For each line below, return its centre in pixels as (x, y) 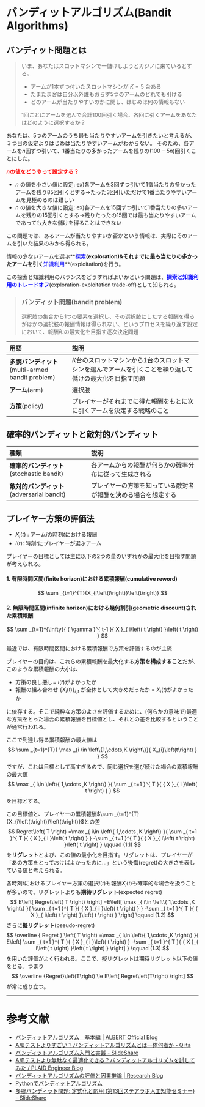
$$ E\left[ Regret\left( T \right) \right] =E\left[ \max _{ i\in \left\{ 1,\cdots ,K (103, 902)
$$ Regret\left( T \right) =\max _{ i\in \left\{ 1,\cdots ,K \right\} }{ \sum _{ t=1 (103, 831)
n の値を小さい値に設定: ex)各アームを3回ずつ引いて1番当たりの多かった (106, 184)
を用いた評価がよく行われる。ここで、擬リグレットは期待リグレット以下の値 (102, 958)
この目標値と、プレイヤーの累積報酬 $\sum (59, 814)
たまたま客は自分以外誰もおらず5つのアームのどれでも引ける (106, 94)
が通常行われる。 (28, 726)
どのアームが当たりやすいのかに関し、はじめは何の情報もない (108, 102)
